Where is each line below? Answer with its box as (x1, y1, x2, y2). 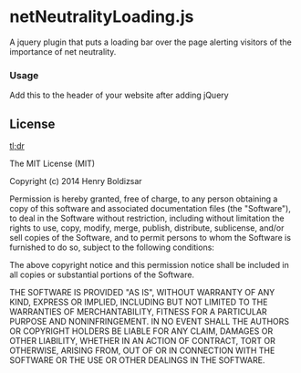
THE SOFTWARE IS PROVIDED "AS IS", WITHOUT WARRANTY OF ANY (9, 287, 275, 298)
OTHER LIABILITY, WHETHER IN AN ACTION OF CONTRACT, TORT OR (9, 336, 275, 347)
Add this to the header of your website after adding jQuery (9, 89, 230, 101)
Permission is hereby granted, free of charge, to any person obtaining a (9, 193, 278, 204)
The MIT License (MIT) (9, 158, 96, 170)
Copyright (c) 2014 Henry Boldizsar (9, 176, 143, 187)
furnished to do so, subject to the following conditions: (9, 242, 214, 253)
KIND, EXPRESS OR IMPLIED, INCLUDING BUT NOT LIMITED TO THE (9, 296, 268, 307)
